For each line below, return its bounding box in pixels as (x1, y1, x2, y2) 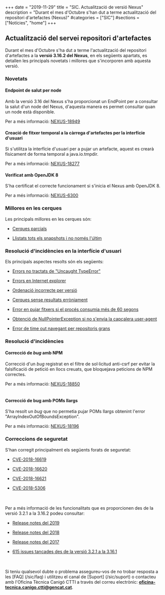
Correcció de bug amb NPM (5, 350, 63, 356)
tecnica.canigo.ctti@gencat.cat (5, 584, 72, 590)
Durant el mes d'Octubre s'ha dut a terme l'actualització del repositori (5, 47, 147, 53)
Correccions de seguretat (5, 436, 68, 443)
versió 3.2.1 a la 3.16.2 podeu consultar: (5, 510, 85, 516)
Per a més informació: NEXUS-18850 (5, 381, 80, 387)
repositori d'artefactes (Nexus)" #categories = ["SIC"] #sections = (5, 15, 140, 20)
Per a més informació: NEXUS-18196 (5, 423, 79, 429)
